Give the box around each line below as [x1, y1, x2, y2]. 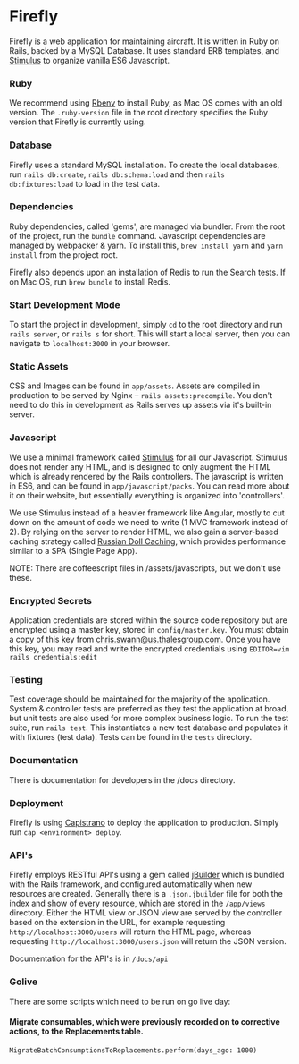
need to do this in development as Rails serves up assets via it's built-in [9, 400, 272, 411]
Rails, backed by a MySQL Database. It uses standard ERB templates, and [9, 45, 279, 55]
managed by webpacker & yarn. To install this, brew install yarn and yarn [9, 240, 284, 251]
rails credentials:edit [9, 653, 98, 662]
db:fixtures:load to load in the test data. [9, 178, 161, 189]
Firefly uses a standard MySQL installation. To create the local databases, [9, 159, 279, 170]
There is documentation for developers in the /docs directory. [9, 774, 236, 785]
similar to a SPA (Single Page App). [9, 545, 138, 556]
